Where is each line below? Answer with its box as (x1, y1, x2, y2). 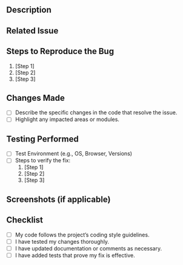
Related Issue (6, 26, 59, 36)
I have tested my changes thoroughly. (15, 238, 110, 245)
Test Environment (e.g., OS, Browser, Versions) (15, 150, 132, 157)
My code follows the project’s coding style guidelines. (15, 231, 150, 238)
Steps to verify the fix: (15, 157, 71, 164)
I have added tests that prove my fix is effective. (15, 252, 135, 259)
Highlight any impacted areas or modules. (15, 115, 120, 123)
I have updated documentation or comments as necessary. (15, 244, 162, 252)
